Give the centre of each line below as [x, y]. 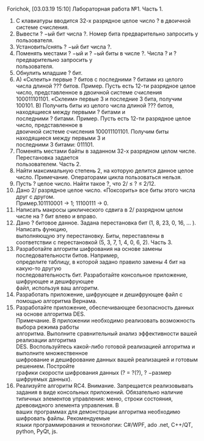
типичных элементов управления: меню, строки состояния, [94, 399]
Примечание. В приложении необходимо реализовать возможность [105, 320]
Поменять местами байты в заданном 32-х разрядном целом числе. [106, 151]
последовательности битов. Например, [67, 255]
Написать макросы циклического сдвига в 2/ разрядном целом [99, 210]
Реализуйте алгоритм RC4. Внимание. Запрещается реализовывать [104, 385]
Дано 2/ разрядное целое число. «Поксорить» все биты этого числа [105, 190]
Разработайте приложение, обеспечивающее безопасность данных [105, 307]
